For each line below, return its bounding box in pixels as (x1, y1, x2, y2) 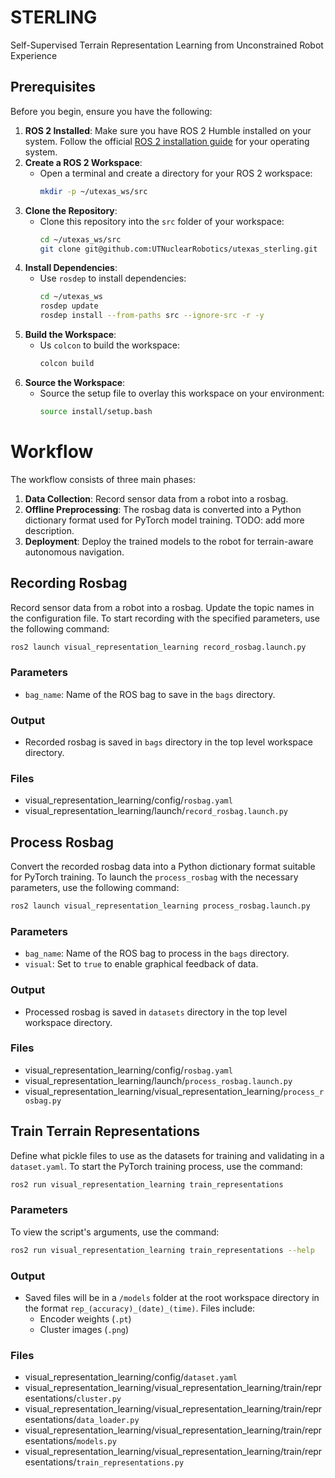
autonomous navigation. (24, 546, 125, 558)
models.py (76, 1437, 117, 1447)
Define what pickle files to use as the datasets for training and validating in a (10, 1149, 325, 1161)
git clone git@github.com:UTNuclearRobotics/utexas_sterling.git (39, 244, 318, 254)
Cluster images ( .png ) (39, 1324, 130, 1335)
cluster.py (76, 1394, 122, 1405)
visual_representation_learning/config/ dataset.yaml (24, 1371, 238, 1383)
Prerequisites (10, 79, 96, 96)
